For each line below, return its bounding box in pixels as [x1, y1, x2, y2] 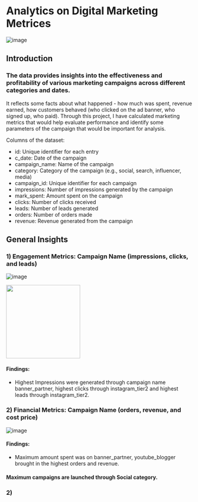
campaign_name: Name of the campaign [14, 160, 114, 167]
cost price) [6, 414, 38, 422]
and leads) [6, 259, 37, 268]
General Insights [6, 234, 69, 244]
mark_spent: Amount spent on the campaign [14, 192, 123, 199]
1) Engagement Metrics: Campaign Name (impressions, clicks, [6, 252, 189, 260]
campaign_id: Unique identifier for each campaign [14, 179, 137, 186]
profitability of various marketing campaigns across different [6, 79, 186, 87]
